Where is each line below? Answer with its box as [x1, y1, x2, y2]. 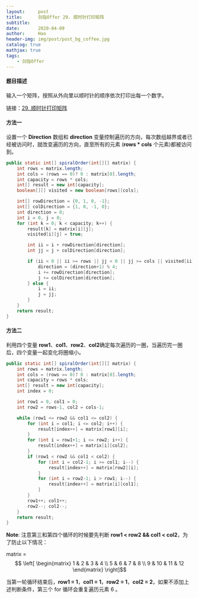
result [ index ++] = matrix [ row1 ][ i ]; [37, 426, 129, 432]
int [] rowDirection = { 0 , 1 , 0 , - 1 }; [17, 198, 110, 205]
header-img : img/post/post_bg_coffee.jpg [6, 36, 110, 42]
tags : [6, 53, 20, 59]
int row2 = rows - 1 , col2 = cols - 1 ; [17, 404, 105, 410]
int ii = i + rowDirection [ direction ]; [27, 242, 126, 248]
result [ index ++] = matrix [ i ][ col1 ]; [48, 481, 139, 487]
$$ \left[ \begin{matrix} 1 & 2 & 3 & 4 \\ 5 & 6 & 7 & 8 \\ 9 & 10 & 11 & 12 [14, 560, 185, 567]
